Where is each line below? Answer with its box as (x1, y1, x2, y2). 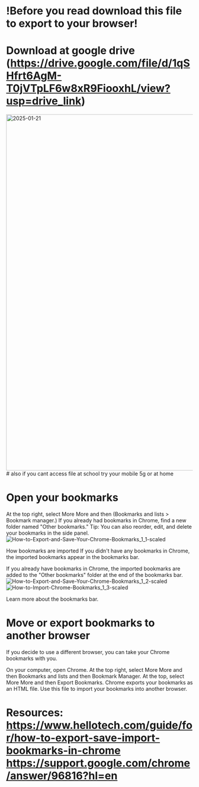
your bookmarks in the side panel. (6, 529, 89, 537)
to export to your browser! (6, 17, 138, 30)
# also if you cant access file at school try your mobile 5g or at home (6, 470, 174, 477)
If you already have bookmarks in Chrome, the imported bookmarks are (6, 565, 181, 572)
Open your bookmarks (6, 491, 118, 504)
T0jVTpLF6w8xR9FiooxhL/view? (6, 82, 171, 96)
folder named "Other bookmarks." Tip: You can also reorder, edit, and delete (6, 523, 192, 531)
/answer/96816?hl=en (6, 769, 118, 783)
